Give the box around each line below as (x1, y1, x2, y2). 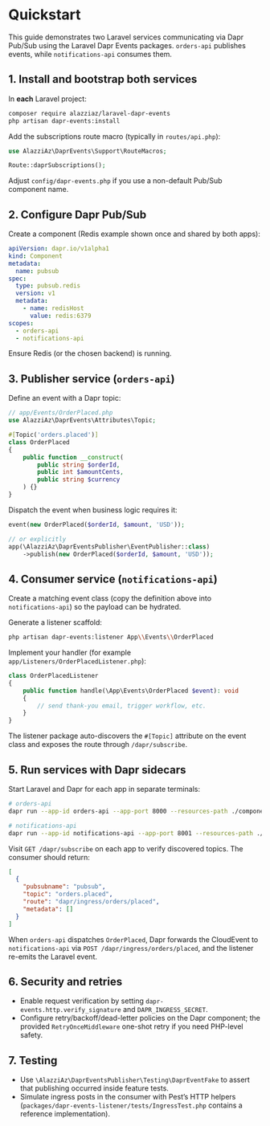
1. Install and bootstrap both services (8, 72, 198, 86)
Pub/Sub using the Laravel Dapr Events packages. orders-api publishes (8, 40, 247, 50)
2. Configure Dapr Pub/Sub (8, 207, 147, 222)
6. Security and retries (8, 974, 123, 989)
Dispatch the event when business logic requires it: (8, 504, 178, 515)
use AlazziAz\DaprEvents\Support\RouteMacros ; (8, 147, 167, 155)
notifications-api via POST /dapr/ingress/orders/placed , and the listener (8, 943, 254, 953)
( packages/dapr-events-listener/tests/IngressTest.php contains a (19, 1100, 243, 1110)
